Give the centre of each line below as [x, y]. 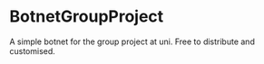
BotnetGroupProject [87, 17]
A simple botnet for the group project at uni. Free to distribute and [132, 41]
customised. [33, 50]
